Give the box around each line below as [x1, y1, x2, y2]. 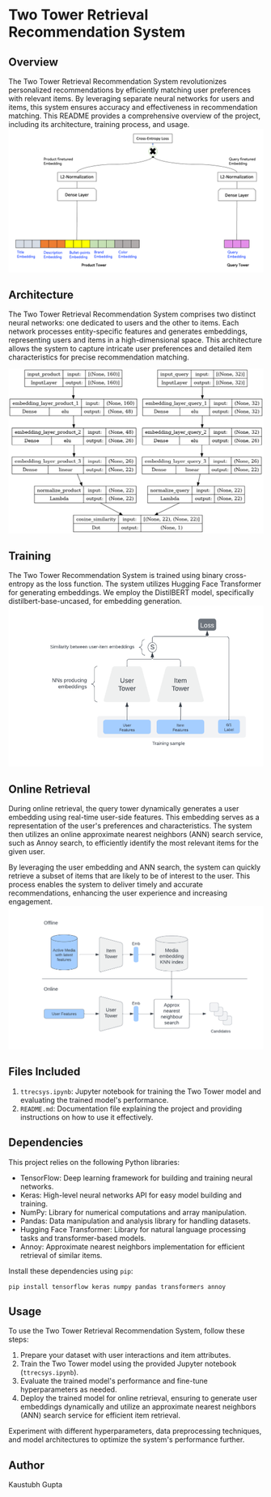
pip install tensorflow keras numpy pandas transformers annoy [8, 1282, 227, 1291]
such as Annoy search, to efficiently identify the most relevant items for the [8, 838, 259, 848]
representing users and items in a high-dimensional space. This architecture [8, 335, 263, 345]
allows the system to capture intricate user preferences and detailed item [8, 344, 252, 354]
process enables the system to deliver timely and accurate [8, 880, 204, 890]
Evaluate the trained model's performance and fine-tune [19, 1376, 209, 1386]
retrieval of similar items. [19, 1250, 103, 1260]
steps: [8, 1334, 29, 1345]
